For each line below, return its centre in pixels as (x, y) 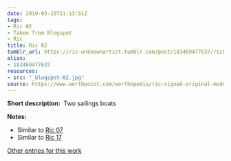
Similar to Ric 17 (40, 138)
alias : (16, 58)
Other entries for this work (44, 151)
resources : (23, 71)
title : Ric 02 (27, 45)
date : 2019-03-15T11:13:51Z (47, 13)
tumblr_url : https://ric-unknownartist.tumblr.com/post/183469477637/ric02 (118, 52)
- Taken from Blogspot (40, 33)
